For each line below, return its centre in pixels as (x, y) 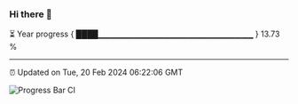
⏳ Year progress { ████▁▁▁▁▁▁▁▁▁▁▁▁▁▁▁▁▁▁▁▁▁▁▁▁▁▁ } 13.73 (145, 34)
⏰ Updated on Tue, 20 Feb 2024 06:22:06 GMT (96, 72)
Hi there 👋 (31, 14)
